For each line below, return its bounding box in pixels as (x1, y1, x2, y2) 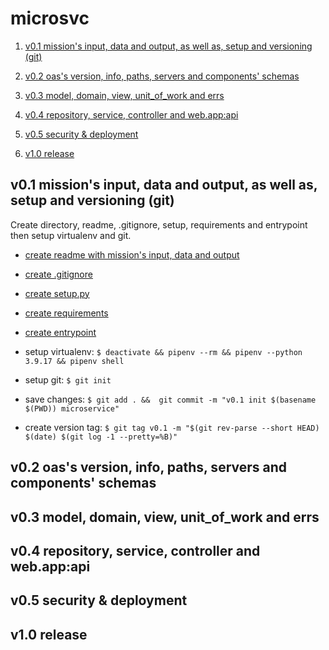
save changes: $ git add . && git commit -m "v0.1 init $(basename (24, 393, 317, 405)
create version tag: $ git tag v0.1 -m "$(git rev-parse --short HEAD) (24, 421, 320, 433)
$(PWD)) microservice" (24, 403, 120, 414)
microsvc (10, 7, 90, 30)
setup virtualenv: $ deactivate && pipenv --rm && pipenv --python (24, 345, 303, 357)
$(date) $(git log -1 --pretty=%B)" (24, 432, 178, 442)
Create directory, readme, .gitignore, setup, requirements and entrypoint (10, 218, 308, 231)
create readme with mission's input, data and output (24, 248, 240, 261)
